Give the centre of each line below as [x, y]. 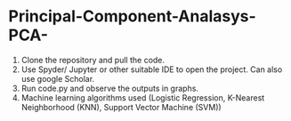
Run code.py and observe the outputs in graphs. [110, 88]
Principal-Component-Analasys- [133, 16]
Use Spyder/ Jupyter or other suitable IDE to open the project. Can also [152, 69]
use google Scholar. [58, 78]
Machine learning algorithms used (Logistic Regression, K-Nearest [143, 97]
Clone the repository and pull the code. [93, 60]
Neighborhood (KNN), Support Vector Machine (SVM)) [121, 107]
